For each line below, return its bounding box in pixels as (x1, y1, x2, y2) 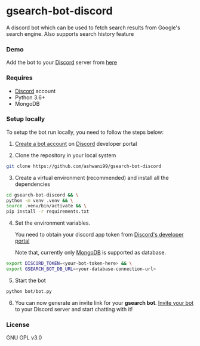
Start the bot (14, 277, 46, 284)
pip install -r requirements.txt (6, 209, 90, 215)
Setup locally (6, 115, 45, 123)
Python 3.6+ (14, 94, 46, 101)
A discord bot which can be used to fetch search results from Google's (6, 24, 180, 31)
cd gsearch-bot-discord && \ (6, 192, 79, 198)
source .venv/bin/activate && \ (6, 203, 87, 209)
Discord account (14, 87, 56, 94)
